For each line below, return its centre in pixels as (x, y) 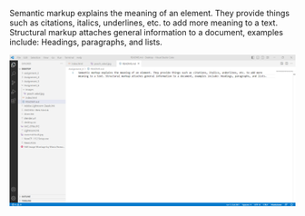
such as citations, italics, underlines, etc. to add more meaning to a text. (144, 23)
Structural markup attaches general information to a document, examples (147, 32)
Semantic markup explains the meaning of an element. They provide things (150, 13)
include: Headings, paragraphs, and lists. (86, 42)
